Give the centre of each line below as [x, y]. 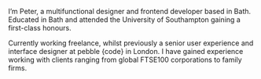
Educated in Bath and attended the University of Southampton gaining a [125, 20]
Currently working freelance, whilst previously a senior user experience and [131, 43]
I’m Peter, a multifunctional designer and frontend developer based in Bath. [130, 11]
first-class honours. [40, 28]
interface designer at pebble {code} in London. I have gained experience [126, 51]
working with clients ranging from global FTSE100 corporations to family [125, 59]
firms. [18, 68]
